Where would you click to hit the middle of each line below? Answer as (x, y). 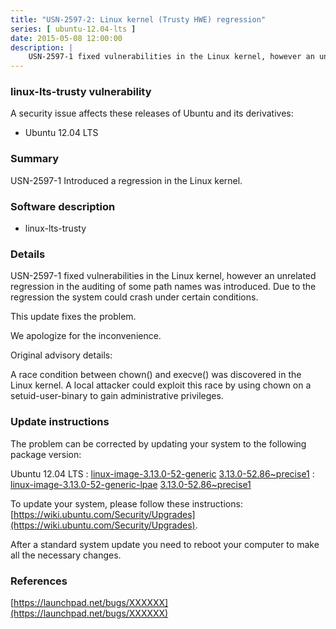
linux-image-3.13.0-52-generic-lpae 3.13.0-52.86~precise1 (131, 484)
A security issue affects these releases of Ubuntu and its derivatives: (152, 113)
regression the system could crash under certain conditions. (134, 297)
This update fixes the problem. (73, 317)
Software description (63, 206)
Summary (35, 159)
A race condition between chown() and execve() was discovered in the (156, 375)
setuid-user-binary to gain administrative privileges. (117, 396)
